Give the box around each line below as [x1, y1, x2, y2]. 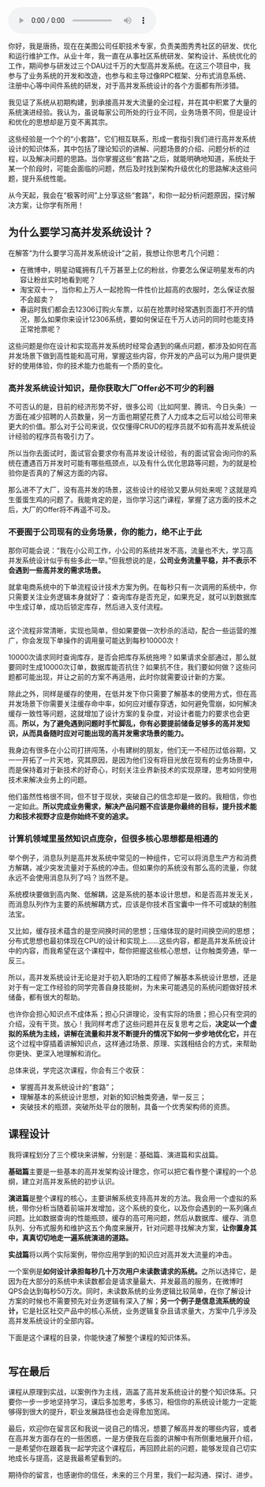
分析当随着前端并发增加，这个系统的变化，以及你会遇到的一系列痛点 [35, 1203, 257, 1213]
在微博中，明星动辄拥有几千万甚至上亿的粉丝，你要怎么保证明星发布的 [19, 265, 248, 274]
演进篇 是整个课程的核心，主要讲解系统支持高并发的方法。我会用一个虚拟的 [8, 1193, 250, 1202]
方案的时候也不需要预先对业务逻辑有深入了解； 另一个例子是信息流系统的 [8, 1296, 243, 1305]
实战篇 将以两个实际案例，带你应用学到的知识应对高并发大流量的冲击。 [8, 1249, 237, 1259]
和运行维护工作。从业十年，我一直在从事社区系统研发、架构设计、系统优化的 [8, 51, 257, 60]
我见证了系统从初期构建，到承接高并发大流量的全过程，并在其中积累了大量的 [8, 98, 257, 107]
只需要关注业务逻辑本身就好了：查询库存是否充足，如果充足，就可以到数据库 [8, 592, 257, 602]
